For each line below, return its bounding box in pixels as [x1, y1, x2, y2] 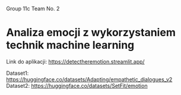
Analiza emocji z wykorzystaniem [6, 26, 176, 39]
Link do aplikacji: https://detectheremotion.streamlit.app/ [6, 58, 145, 65]
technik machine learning [6, 39, 135, 52]
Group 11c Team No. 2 [6, 5, 60, 12]
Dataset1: [6, 69, 29, 77]
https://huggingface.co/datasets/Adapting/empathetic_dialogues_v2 [6, 75, 173, 83]
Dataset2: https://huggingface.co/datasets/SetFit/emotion [6, 82, 148, 89]
